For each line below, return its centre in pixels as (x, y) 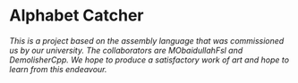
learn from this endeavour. (58, 69)
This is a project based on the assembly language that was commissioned (147, 40)
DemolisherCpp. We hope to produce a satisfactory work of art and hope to (149, 60)
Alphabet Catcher (77, 16)
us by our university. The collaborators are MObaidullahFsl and (126, 50)
